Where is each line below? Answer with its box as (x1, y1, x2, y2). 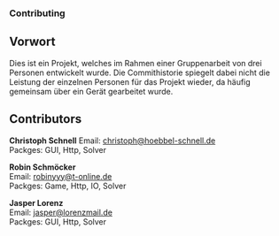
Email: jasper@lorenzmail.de (9, 207, 113, 217)
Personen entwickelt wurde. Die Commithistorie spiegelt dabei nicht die (9, 67, 270, 78)
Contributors (9, 111, 82, 126)
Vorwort (9, 34, 56, 49)
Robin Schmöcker (9, 162, 76, 172)
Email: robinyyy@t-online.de (9, 171, 112, 181)
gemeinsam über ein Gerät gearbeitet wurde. (9, 86, 174, 96)
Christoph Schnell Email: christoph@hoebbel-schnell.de (9, 135, 216, 146)
